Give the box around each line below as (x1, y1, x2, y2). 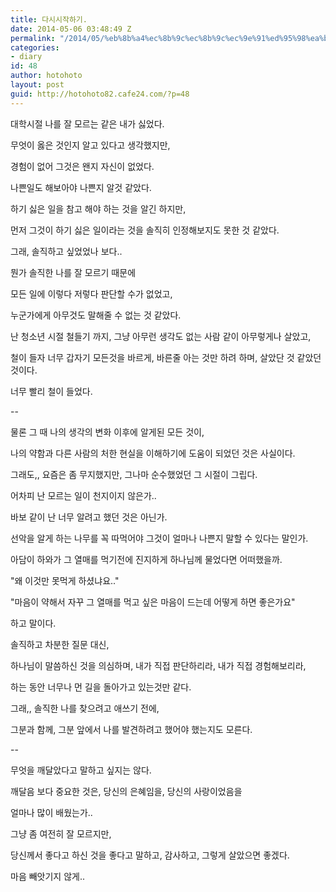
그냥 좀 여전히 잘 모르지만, (10, 827, 112, 840)
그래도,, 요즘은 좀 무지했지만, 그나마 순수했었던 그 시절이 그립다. (10, 468, 258, 480)
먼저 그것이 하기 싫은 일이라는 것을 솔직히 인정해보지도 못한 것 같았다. (10, 224, 280, 236)
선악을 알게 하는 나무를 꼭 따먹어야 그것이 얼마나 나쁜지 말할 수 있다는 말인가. (10, 532, 309, 544)
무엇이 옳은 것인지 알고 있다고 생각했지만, (10, 139, 171, 151)
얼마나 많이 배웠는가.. (10, 806, 93, 818)
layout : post (10, 80, 65, 90)
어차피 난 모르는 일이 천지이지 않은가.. (10, 489, 157, 501)
